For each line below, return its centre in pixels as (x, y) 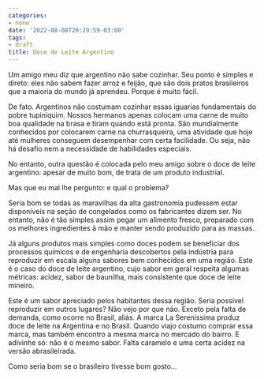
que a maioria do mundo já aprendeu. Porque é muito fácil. (103, 91)
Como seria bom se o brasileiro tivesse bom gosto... (93, 366)
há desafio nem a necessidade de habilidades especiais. (100, 148)
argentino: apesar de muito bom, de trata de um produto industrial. (116, 172)
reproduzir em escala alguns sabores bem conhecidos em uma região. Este (131, 260)
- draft (21, 45)
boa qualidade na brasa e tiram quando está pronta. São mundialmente (123, 124)
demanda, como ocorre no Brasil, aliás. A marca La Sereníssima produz (124, 317)
